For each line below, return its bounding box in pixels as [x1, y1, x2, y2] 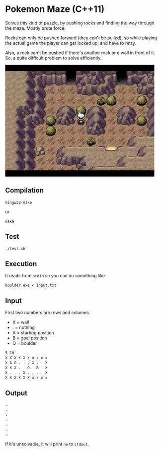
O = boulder [12, 340, 37, 346]
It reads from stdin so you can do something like [5, 273, 105, 279]
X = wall [12, 319, 29, 325]
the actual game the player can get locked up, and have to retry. [5, 40, 136, 46]
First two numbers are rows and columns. [5, 310, 90, 316]
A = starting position [12, 330, 55, 336]
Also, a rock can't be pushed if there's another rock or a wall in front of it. [5, 50, 156, 56]
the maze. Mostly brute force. [5, 25, 66, 31]
